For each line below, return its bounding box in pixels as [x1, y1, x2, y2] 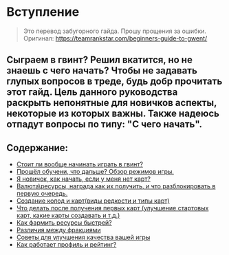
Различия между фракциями [16, 226, 101, 234]
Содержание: [6, 142, 69, 153]
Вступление [6, 4, 80, 20]
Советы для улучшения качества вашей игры [16, 233, 151, 241]
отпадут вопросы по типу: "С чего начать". [6, 118, 202, 131]
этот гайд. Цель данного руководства [6, 87, 178, 98]
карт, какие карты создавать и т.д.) [16, 211, 120, 220]
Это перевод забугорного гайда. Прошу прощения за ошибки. [23, 27, 207, 35]
